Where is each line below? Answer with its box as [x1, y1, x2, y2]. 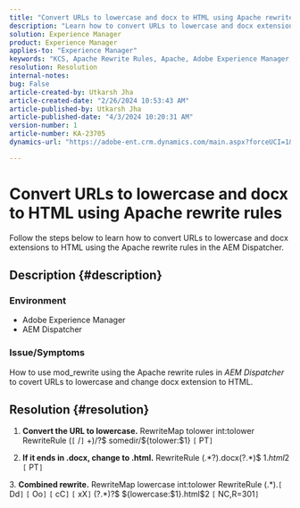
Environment [9, 295, 67, 306]
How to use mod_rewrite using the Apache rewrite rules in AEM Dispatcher [9, 367, 285, 378]
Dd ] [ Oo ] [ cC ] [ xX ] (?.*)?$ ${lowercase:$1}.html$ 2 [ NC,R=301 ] [9, 488, 260, 500]
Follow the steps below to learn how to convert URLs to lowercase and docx [9, 232, 288, 243]
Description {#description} [9, 268, 162, 283]
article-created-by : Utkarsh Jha [9, 87, 134, 96]
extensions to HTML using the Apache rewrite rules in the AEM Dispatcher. [9, 242, 284, 253]
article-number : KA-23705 [9, 129, 105, 138]
